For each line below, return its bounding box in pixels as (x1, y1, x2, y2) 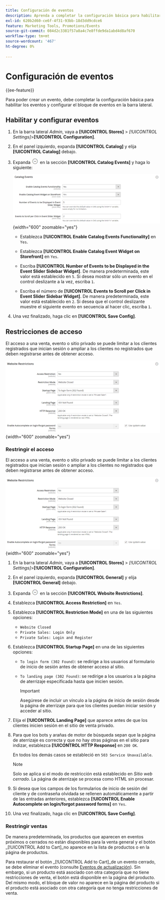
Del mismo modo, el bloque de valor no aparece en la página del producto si (5, 880, 160, 886)
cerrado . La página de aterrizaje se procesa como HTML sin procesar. (12, 776, 155, 782)
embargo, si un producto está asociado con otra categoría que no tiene (5, 869, 149, 876)
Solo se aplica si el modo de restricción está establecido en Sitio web (12, 771, 153, 777)
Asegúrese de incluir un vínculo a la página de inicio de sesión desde (20, 697, 160, 703)
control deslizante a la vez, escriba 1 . (20, 279, 95, 285)
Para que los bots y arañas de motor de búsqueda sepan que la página (12, 732, 156, 738)
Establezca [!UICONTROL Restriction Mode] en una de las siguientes (12, 609, 153, 615)
